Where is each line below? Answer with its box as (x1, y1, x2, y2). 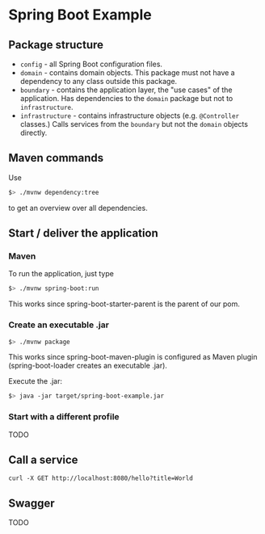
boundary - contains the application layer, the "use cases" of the (19, 85, 233, 95)
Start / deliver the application (8, 226, 159, 240)
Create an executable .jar (8, 319, 109, 330)
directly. (19, 128, 48, 137)
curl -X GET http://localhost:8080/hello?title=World (8, 474, 194, 482)
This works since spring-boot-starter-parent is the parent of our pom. (8, 299, 241, 309)
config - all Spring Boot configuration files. (19, 59, 163, 69)
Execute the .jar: (8, 376, 63, 386)
